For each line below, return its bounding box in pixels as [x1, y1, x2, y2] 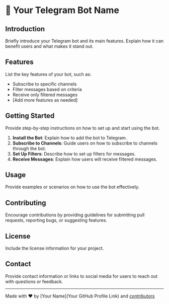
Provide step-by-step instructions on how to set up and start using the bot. [5, 125, 160, 131]
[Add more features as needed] [12, 97, 78, 103]
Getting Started [5, 112, 55, 120]
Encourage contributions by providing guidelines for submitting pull [5, 212, 145, 218]
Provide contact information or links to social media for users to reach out [5, 273, 157, 279]
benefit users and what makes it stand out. [5, 43, 94, 49]
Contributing [5, 198, 46, 207]
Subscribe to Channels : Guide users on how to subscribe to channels [12, 140, 157, 146]
